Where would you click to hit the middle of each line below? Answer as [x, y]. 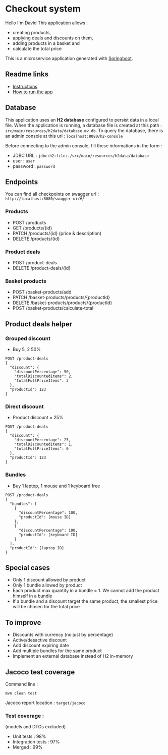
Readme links [27, 74]
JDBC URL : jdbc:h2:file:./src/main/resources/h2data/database [81, 155]
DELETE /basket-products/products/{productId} [62, 303]
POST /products [29, 222]
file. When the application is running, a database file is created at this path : [84, 125]
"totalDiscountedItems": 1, [44, 444]
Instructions [25, 86]
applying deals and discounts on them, [53, 38]
